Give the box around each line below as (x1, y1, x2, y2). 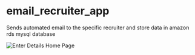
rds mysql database (6, 30, 56, 37)
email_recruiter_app (6, 4, 110, 18)
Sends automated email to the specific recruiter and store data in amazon (6, 24, 190, 31)
